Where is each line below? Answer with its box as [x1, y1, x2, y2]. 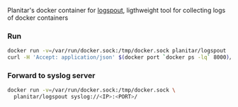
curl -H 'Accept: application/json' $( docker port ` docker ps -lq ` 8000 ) [7, 54, 230, 61]
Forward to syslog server [7, 70, 96, 80]
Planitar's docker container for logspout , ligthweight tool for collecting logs [7, 6, 226, 14]
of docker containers [7, 13, 69, 22]
